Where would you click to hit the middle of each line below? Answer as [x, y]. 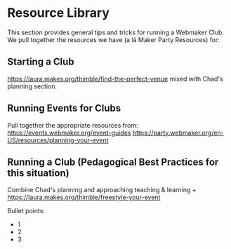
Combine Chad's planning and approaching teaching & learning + [102, 190]
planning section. [32, 86]
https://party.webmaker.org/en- [178, 133]
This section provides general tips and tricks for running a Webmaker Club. [116, 32]
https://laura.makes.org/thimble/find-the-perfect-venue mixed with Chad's [115, 79]
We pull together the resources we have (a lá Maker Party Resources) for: [113, 39]
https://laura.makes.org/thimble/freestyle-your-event [84, 197]
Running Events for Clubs [64, 108]
